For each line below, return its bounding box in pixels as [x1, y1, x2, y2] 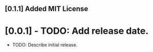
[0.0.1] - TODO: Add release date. [5, 25, 149, 37]
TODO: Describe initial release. [12, 42, 78, 48]
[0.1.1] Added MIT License [5, 5, 88, 13]
